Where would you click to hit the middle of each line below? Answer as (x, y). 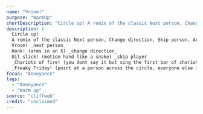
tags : (13, 79)
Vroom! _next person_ (39, 46)
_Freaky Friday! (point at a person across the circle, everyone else (102, 68)
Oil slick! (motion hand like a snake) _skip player (79, 57)
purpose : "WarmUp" (29, 17)
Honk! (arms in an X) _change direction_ (65, 51)
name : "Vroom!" (25, 12)
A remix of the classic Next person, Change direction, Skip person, (101, 40)
